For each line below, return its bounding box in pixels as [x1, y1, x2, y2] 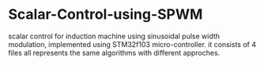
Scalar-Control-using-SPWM [8, 5, 203, 23]
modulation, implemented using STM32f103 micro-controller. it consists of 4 [8, 39, 257, 49]
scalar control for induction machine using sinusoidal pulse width [8, 31, 220, 41]
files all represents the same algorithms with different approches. [8, 48, 221, 57]
